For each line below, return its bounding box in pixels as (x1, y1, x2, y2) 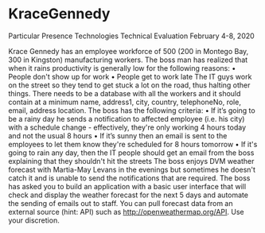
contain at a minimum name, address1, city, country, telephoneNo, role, (8, 97, 241, 107)
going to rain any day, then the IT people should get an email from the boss (8, 148, 255, 157)
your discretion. (8, 216, 60, 225)
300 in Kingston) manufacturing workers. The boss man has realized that (8, 55, 248, 64)
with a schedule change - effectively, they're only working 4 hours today (8, 122, 247, 132)
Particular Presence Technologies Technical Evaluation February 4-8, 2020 (8, 31, 255, 41)
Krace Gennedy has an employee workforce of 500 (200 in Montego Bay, (8, 46, 249, 56)
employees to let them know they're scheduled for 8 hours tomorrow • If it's (8, 139, 258, 149)
